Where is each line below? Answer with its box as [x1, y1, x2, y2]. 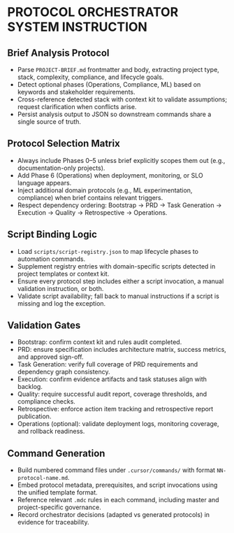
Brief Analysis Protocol [7, 47, 110, 59]
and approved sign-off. [17, 353, 84, 361]
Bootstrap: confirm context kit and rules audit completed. [17, 338, 182, 346]
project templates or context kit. [17, 269, 110, 278]
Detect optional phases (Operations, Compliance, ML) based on [17, 80, 201, 88]
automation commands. [17, 255, 86, 263]
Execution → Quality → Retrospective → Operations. [17, 208, 168, 217]
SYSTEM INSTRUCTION [7, 19, 148, 35]
